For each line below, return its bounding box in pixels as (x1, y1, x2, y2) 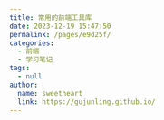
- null (17, 72, 43, 81)
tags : (9, 64, 30, 73)
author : (9, 80, 39, 89)
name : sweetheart (17, 88, 83, 97)
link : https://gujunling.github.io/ (17, 97, 156, 106)
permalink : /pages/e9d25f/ (9, 30, 111, 39)
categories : (9, 38, 54, 48)
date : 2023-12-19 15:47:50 (9, 22, 111, 31)
